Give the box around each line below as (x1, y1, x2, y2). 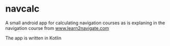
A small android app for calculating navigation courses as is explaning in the (5, 20, 165, 26)
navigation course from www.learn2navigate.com (5, 25, 109, 31)
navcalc (5, 3, 40, 15)
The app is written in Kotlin (5, 35, 62, 41)
